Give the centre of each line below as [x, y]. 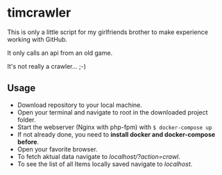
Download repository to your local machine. [79, 105]
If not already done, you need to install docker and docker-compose [116, 134]
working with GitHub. [37, 39]
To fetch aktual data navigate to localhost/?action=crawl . [99, 156]
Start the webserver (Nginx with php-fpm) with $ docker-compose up [114, 127]
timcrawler [39, 13]
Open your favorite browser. [58, 149]
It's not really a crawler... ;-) [47, 66]
